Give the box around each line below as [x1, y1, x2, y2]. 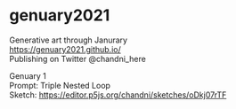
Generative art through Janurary [9, 35, 127, 45]
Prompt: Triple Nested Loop [9, 80, 111, 90]
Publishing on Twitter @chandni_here [9, 53, 147, 64]
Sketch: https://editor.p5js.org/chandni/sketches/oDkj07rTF [9, 90, 227, 100]
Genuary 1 [9, 70, 47, 81]
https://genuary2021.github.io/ [9, 43, 122, 54]
